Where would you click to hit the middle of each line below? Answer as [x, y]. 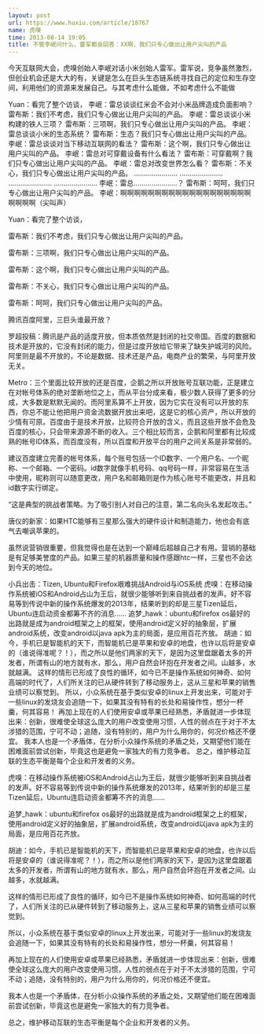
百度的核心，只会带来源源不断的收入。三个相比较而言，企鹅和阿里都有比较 [128, 432]
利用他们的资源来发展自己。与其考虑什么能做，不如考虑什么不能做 [128, 88]
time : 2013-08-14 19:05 [47, 37]
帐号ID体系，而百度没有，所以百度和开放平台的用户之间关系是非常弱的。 [139, 442]
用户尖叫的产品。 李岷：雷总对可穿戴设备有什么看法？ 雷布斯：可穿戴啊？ [127, 153]
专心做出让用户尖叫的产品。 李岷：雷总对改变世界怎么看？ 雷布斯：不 [134, 164]
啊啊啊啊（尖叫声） [39, 203]
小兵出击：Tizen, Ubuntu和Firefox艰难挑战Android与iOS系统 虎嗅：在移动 [127, 584]
